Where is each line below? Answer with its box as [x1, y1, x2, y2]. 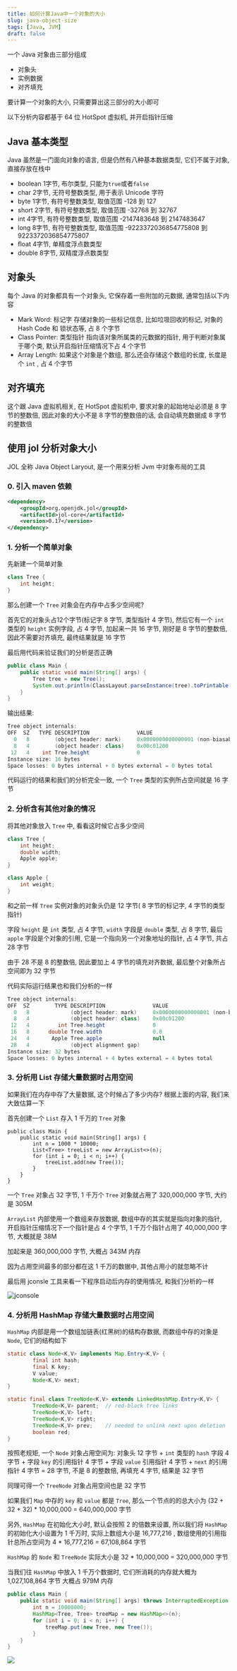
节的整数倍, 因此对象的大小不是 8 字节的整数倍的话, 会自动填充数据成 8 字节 [7, 411, 227, 419]
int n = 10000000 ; [32, 1604, 87, 1611]
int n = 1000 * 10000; [32, 1140, 99, 1147]
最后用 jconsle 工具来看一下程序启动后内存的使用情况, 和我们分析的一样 [7, 1277, 214, 1285]
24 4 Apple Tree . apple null [10, 1035, 166, 1042]
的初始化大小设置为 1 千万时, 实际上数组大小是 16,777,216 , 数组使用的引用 [7, 1529, 221, 1538]
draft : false [7, 30, 46, 37]
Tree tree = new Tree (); [32, 675, 106, 682]
